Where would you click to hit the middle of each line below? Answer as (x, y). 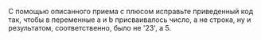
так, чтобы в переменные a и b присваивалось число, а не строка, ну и (130, 20)
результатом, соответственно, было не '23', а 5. (90, 28)
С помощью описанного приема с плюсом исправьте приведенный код (131, 11)
